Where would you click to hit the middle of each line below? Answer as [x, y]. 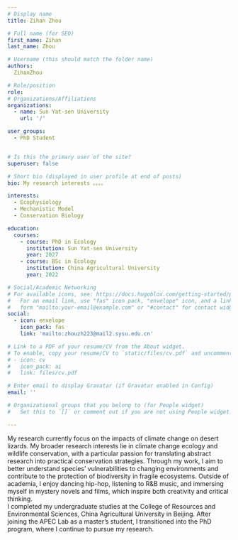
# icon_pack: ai [34, 367]
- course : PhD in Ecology [58, 242]
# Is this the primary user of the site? [69, 157]
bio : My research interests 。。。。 [57, 183]
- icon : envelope [39, 320]
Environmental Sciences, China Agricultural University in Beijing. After [109, 514]
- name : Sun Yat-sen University [62, 112]
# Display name [30, 14]
